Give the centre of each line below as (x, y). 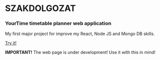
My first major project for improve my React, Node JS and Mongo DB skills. (80, 34)
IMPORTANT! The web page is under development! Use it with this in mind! (80, 52)
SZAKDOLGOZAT (40, 8)
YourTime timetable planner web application (58, 24)
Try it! (11, 43)
